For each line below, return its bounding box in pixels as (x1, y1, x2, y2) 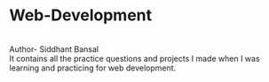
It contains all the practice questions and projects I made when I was (9, 53, 260, 63)
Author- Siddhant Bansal (9, 43, 99, 54)
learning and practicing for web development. (9, 63, 177, 73)
